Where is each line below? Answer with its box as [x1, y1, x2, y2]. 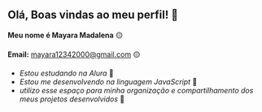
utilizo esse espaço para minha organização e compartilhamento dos [19, 85, 254, 95]
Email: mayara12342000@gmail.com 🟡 [7, 50, 141, 59]
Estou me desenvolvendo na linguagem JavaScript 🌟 [19, 76, 198, 86]
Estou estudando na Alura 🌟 [19, 68, 115, 78]
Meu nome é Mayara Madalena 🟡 [7, 30, 124, 40]
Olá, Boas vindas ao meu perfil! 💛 [7, 8, 179, 22]
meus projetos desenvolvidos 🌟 [19, 94, 125, 104]
